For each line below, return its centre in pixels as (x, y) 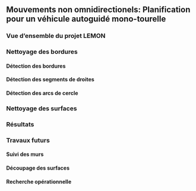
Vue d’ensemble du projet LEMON (56, 36)
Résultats (20, 124)
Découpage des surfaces (38, 168)
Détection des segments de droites (50, 79)
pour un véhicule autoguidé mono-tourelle (86, 19)
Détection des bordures (36, 66)
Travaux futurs (28, 140)
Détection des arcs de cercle (42, 93)
